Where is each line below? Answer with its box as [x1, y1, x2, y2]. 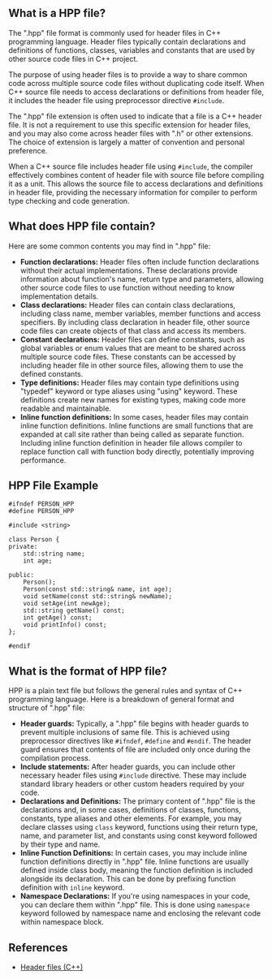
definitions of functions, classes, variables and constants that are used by [8, 45, 256, 55]
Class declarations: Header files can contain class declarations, [19, 300, 235, 309]
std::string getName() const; [23, 606, 126, 615]
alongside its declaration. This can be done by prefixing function [19, 874, 236, 884]
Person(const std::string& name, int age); [23, 585, 173, 593]
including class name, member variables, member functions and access [19, 308, 261, 318]
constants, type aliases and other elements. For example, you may [19, 813, 242, 823]
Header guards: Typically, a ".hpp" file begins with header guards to [19, 718, 249, 729]
